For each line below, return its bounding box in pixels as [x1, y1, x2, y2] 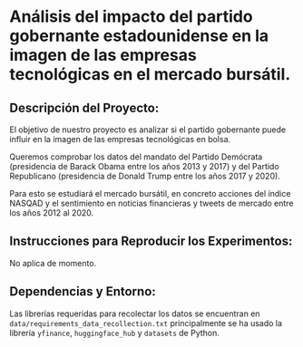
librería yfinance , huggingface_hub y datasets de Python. [9, 327, 220, 338]
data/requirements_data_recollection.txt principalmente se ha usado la [9, 317, 283, 328]
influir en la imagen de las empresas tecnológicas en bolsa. [9, 134, 231, 144]
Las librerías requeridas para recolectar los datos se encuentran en [9, 308, 260, 319]
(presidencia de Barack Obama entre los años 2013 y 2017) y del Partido [9, 161, 279, 171]
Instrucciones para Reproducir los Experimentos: [9, 234, 293, 249]
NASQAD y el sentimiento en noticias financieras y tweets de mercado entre [9, 198, 294, 208]
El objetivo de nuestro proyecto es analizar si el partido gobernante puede [9, 124, 287, 135]
